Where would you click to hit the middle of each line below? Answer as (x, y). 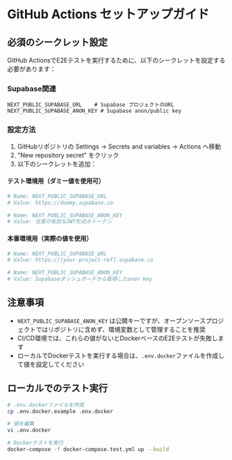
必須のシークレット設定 (57, 42)
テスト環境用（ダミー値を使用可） (56, 181)
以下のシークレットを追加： (57, 164)
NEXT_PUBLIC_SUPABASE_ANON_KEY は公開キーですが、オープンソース (111, 321)
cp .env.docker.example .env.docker (60, 411)
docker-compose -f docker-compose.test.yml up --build (88, 450)
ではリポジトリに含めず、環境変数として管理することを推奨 (121, 329)
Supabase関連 (32, 89)
